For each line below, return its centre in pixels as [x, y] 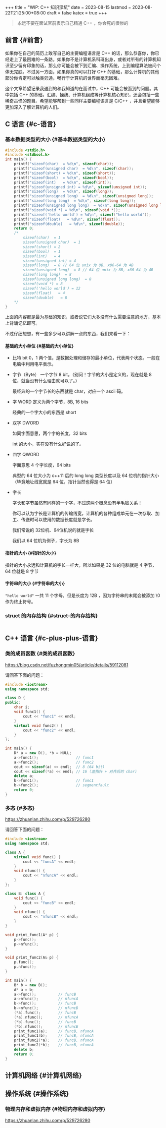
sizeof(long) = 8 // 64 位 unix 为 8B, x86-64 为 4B [78, 265]
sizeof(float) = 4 [44, 293]
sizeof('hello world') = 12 [52, 288]
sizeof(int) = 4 [42, 256]
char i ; [22, 707]
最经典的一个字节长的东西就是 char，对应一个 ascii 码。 [69, 391]
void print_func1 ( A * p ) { [32, 935]
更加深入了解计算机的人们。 [33, 107]
